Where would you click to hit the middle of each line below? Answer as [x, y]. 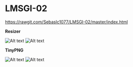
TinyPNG [14, 50]
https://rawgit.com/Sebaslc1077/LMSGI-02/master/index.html [66, 22]
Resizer [13, 31]
